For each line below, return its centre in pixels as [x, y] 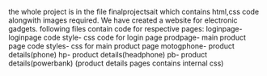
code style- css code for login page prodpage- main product [145, 37]
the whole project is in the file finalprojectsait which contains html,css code [134, 12]
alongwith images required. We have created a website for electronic [123, 20]
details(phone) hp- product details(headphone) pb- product [108, 55]
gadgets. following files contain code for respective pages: [106, 29]
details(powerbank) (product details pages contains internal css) [116, 63]
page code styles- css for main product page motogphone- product [121, 46]
